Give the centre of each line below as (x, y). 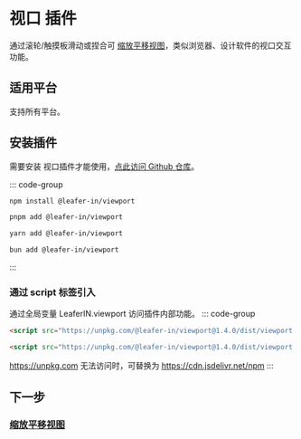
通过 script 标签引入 (53, 292)
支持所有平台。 (37, 111)
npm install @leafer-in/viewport (72, 201)
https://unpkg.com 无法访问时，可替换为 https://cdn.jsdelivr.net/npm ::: (141, 366)
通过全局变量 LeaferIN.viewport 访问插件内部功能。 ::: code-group (132, 314)
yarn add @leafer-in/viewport (66, 234)
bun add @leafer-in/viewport (64, 250)
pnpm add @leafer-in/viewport (66, 217)
